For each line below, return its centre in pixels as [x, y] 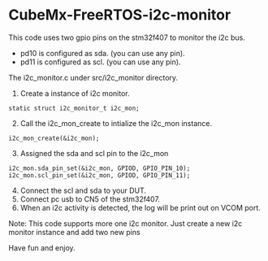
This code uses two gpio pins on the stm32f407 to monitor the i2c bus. [127, 37]
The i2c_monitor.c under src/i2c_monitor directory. [93, 77]
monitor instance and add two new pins [74, 232]
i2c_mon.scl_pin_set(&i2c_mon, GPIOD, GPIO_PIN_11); [99, 175]
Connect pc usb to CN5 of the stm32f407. [90, 199]
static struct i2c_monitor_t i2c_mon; [74, 108]
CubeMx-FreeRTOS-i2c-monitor [120, 15]
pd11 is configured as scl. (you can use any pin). [100, 62]
